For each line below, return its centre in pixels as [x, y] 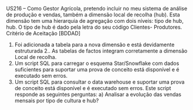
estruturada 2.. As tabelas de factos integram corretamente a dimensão [101, 51]
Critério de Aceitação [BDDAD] [43, 33]
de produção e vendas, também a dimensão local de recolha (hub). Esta [93, 15]
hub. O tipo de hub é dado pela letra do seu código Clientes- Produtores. [94, 27]
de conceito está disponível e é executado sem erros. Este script [93, 88]
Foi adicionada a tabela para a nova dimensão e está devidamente [94, 44]
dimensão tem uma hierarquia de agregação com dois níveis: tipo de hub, [95, 21]
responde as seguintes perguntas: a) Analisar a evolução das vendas [98, 94]
